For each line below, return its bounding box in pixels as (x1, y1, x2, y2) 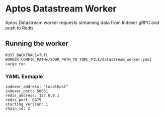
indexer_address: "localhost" (5, 84, 69, 89)
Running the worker (5, 39, 69, 48)
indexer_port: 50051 (5, 88, 49, 94)
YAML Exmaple (5, 73, 43, 80)
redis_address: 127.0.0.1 (5, 93, 59, 98)
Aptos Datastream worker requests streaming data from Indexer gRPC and (5, 19, 159, 25)
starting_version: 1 (5, 102, 49, 107)
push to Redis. (5, 24, 35, 30)
